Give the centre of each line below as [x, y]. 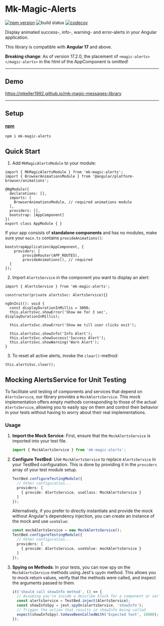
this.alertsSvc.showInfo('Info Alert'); [51, 334]
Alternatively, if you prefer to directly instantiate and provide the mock [82, 511]
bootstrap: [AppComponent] [37, 215]
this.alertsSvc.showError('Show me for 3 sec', [59, 313]
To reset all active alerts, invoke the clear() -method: [65, 356]
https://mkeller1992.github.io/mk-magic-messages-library [63, 93]
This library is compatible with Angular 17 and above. [59, 47]
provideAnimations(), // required [58, 260]
